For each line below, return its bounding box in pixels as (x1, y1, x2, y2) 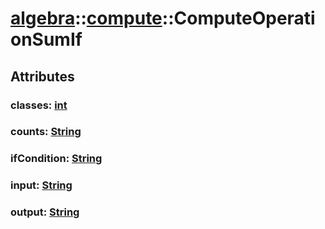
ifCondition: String (10, 152, 103, 166)
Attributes (10, 68, 75, 85)
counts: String (10, 125, 82, 139)
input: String (10, 178, 73, 192)
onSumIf (10, 28, 83, 51)
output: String (10, 205, 80, 219)
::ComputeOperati (161, 7, 316, 30)
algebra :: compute (10, 7, 163, 30)
